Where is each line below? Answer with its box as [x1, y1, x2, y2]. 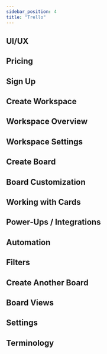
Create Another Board [6, 278, 89, 288]
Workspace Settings [6, 137, 83, 147]
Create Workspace [6, 96, 77, 107]
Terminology [6, 338, 54, 348]
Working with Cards [6, 197, 81, 207]
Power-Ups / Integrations [6, 217, 101, 227]
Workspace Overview [6, 117, 88, 127]
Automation [6, 237, 51, 247]
